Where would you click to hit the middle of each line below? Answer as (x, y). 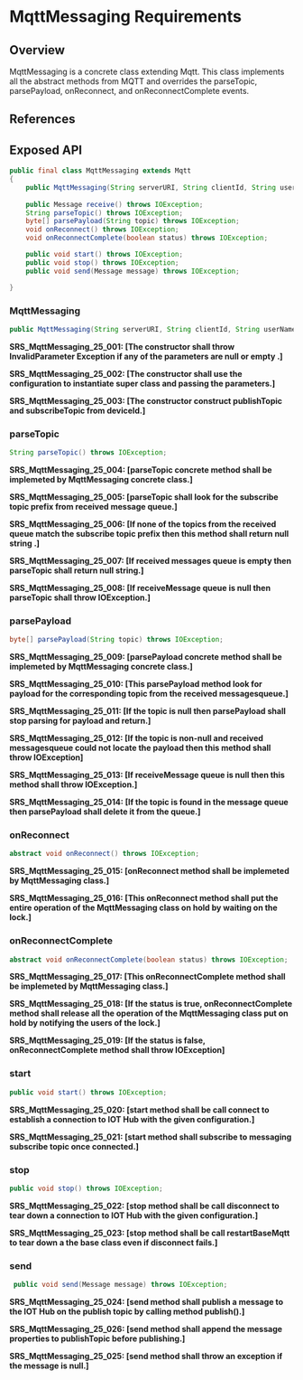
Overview (37, 50)
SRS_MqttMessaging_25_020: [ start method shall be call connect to (139, 1110)
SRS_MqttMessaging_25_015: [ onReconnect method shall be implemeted (150, 871)
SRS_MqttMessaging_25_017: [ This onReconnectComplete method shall (147, 977)
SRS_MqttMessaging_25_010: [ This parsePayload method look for (136, 684)
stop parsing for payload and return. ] (80, 721)
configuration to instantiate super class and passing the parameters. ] (142, 383)
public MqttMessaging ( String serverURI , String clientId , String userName (153, 329)
